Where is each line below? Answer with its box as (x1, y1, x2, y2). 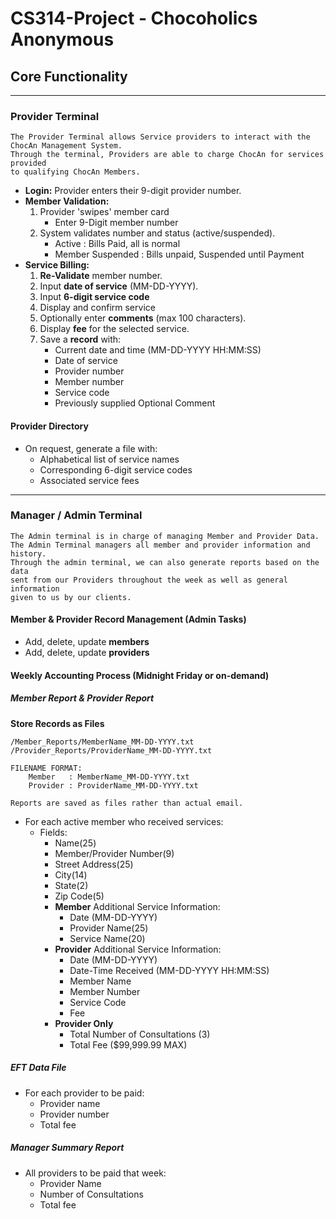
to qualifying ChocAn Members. (10, 167, 141, 177)
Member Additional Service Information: (54, 900, 221, 912)
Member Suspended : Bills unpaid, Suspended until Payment (54, 248, 305, 261)
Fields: (39, 826, 68, 838)
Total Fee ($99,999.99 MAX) (69, 1038, 188, 1051)
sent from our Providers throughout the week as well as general (10, 575, 288, 585)
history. (10, 548, 47, 559)
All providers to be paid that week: (24, 1167, 167, 1179)
